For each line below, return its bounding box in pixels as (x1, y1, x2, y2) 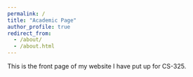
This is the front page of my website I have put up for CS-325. (7, 62, 187, 70)
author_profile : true (7, 23, 71, 30)
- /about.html (13, 43, 55, 50)
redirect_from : (7, 29, 52, 37)
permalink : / (7, 10, 46, 17)
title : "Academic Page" (7, 17, 77, 24)
